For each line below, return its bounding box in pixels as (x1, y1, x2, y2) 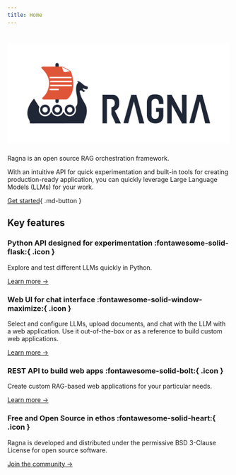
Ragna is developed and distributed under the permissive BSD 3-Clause (7, 438, 217, 447)
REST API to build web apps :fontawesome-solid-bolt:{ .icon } (7, 365, 224, 375)
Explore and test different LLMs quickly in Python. (7, 263, 153, 272)
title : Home (7, 11, 42, 18)
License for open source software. (7, 446, 107, 454)
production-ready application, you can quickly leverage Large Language (7, 175, 218, 183)
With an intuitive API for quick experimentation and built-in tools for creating (7, 167, 229, 176)
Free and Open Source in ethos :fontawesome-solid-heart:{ (7, 413, 216, 423)
